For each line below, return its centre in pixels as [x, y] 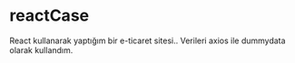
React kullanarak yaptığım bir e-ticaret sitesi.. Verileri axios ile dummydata [147, 40]
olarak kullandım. [41, 49]
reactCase [49, 16]
